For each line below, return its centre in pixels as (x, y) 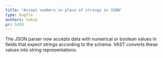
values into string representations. (41, 50)
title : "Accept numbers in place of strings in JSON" (64, 10)
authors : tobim (21, 20)
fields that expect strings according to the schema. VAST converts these (81, 45)
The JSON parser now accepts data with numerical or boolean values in (81, 39)
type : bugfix (19, 15)
